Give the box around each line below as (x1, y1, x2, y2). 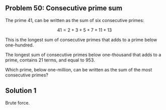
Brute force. (5, 99, 30, 105)
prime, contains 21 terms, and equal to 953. (5, 57, 95, 63)
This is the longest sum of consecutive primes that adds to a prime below (5, 36, 157, 42)
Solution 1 (5, 86, 37, 95)
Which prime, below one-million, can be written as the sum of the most (5, 66, 152, 72)
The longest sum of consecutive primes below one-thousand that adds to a (5, 51, 161, 57)
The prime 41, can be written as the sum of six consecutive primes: (5, 17, 144, 23)
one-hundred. (5, 42, 34, 48)
